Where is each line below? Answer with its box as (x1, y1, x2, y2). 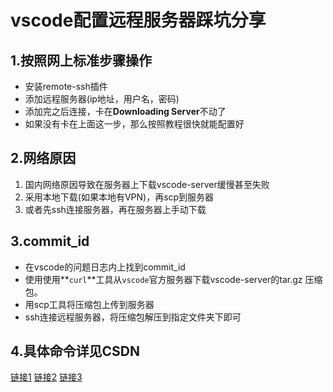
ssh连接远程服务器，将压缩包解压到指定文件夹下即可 (24, 311, 242, 323)
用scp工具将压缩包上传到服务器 (24, 298, 155, 310)
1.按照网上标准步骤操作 (10, 52, 153, 69)
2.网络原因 (10, 150, 77, 167)
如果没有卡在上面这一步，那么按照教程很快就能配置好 (24, 118, 245, 130)
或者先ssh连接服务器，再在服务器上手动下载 (24, 203, 207, 215)
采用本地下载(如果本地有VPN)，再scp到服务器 (24, 191, 215, 203)
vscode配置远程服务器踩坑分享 (10, 9, 267, 32)
